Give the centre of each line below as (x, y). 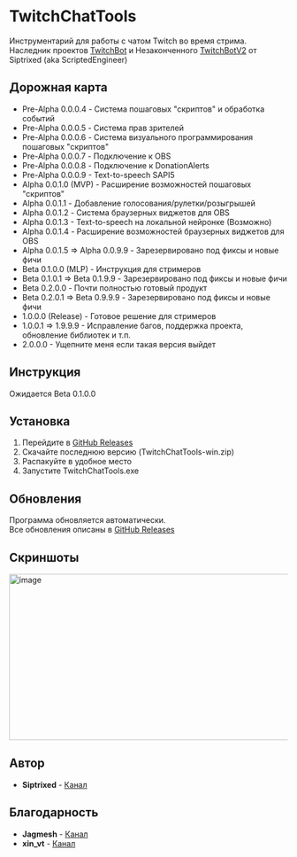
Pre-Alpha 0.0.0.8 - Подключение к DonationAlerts (115, 165)
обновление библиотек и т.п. (76, 335)
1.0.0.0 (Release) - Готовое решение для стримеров (119, 316)
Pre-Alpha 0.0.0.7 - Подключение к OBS (96, 156)
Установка (40, 421)
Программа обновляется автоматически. (88, 520)
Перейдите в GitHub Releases (77, 443)
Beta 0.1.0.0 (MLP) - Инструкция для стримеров (111, 269)
